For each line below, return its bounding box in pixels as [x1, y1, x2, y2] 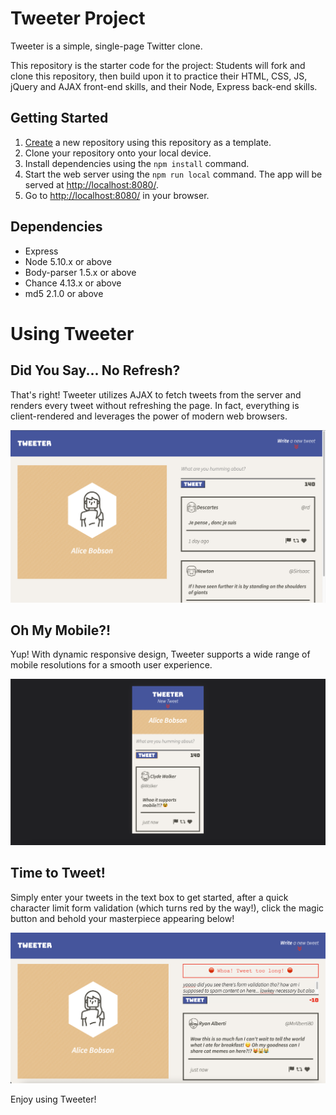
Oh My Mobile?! [10, 622, 112, 639]
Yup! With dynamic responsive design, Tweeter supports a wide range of [10, 648, 311, 661]
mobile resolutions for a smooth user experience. [10, 659, 213, 671]
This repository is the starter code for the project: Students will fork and [10, 59, 306, 71]
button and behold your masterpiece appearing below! [10, 912, 235, 924]
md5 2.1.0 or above [24, 287, 104, 299]
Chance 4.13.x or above [24, 277, 122, 289]
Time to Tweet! [10, 865, 106, 882]
